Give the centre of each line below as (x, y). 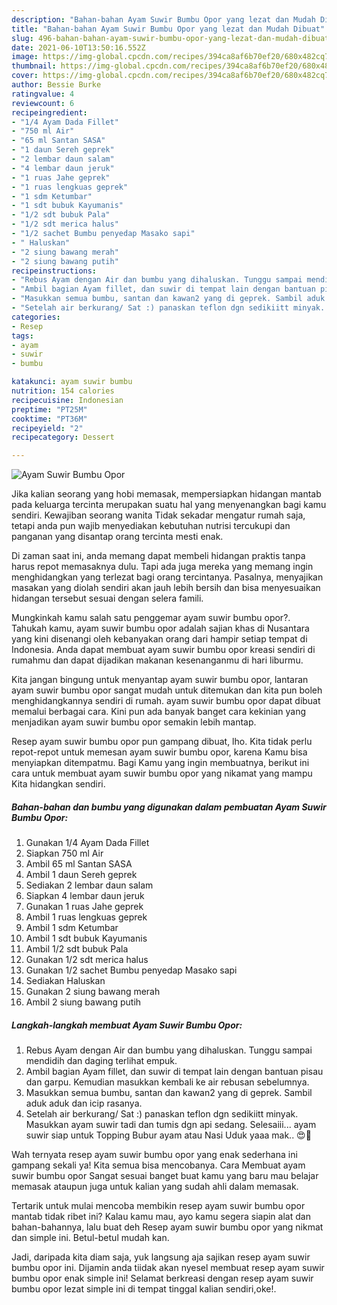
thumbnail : (34, 66)
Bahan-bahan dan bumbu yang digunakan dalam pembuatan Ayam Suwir (169, 807)
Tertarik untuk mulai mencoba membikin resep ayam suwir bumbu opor (158, 1206)
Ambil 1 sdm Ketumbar (72, 928)
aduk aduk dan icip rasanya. (84, 1103)
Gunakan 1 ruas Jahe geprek (84, 907)
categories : (36, 317)
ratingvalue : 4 (43, 94)
